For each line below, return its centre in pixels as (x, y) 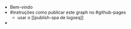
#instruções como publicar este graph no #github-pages (68, 12)
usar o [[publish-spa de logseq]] (50, 17)
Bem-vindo (21, 7)
